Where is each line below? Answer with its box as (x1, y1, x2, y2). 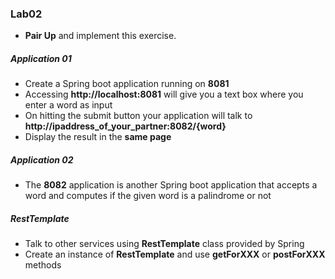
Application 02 (10, 153, 74, 166)
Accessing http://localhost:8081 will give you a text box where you (24, 88, 304, 101)
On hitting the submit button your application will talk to (24, 110, 253, 122)
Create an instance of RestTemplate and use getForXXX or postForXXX (24, 248, 326, 261)
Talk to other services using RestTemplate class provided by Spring (24, 238, 305, 250)
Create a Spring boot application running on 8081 (24, 78, 230, 90)
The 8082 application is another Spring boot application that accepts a (24, 179, 318, 191)
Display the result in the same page (24, 131, 172, 143)
